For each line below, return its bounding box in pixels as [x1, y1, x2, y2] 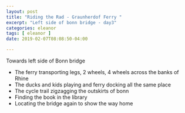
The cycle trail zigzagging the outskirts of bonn [14, 88, 129, 94]
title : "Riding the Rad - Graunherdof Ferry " [6, 14, 122, 20]
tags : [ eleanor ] [6, 31, 51, 36]
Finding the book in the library [14, 94, 88, 101]
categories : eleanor [6, 25, 57, 31]
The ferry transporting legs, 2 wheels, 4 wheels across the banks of [14, 69, 179, 75]
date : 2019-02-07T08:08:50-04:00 [6, 36, 88, 42]
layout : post [6, 8, 38, 15]
